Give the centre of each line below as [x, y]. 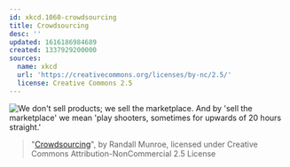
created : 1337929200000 [53, 50]
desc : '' [25, 34]
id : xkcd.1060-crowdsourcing [63, 17]
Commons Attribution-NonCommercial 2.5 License [123, 153]
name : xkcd [37, 67]
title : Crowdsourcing [49, 26]
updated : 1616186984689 [53, 42]
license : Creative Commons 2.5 [75, 83]
